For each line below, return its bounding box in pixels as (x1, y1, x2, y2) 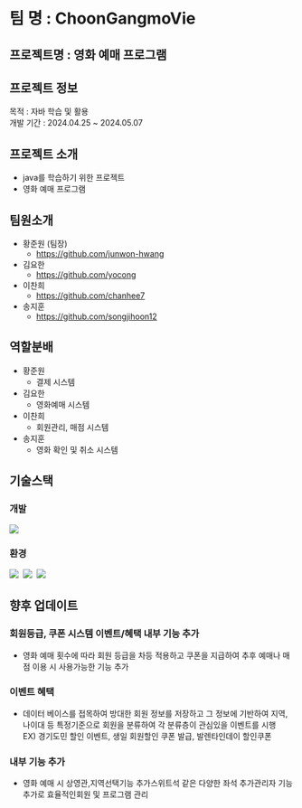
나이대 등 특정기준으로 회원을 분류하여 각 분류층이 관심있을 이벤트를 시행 (22, 719, 277, 730)
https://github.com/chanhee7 (35, 290, 146, 301)
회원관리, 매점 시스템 (35, 421, 109, 432)
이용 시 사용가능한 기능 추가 (32, 661, 129, 672)
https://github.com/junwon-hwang (35, 249, 165, 259)
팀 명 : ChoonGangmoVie (9, 8, 196, 29)
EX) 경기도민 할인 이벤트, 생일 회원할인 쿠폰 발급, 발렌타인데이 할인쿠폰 (22, 730, 272, 741)
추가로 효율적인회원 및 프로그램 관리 (22, 789, 149, 800)
